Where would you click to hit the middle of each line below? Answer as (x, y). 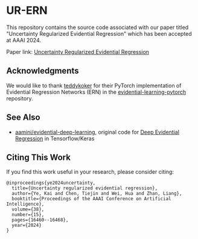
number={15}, (28, 215)
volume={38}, (28, 209)
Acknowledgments (43, 71)
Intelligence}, (25, 204)
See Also (23, 118)
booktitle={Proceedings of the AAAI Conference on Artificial (91, 199)
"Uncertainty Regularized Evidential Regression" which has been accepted (99, 33)
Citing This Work (39, 157)
